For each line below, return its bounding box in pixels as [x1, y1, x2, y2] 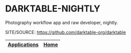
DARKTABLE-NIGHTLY [5, 3, 100, 14]
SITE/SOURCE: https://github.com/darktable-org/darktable [5, 29, 126, 35]
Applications [7, 41, 39, 48]
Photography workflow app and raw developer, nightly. [5, 19, 118, 25]
